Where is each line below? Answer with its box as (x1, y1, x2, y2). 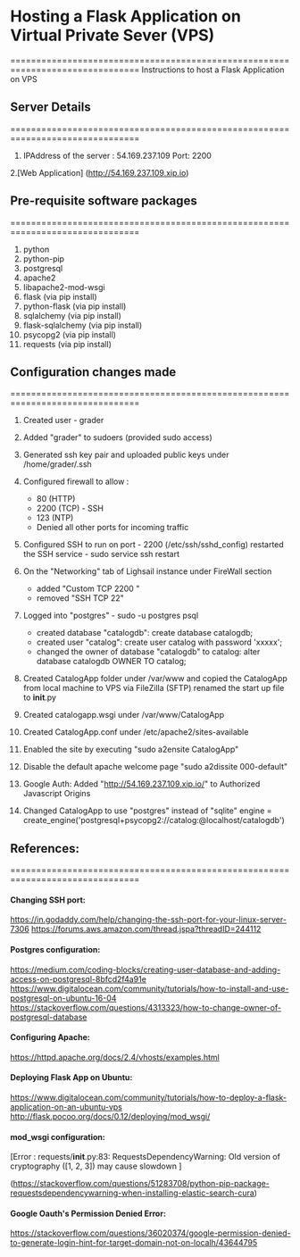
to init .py (22, 692, 57, 703)
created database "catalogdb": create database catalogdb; (36, 628, 254, 638)
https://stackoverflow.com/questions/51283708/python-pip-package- (12, 1178, 271, 1189)
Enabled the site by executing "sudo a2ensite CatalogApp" (22, 744, 239, 755)
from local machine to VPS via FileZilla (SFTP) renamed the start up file (22, 683, 285, 694)
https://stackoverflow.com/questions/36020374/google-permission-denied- (10, 1228, 291, 1238)
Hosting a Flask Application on (10, 6, 242, 27)
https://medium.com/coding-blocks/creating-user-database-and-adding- (10, 964, 281, 975)
